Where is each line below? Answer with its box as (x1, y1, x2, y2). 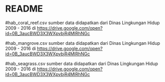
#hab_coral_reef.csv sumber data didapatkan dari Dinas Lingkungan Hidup (5, 20, 160, 26)
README (5, 3, 43, 15)
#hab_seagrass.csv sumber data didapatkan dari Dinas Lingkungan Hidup (5, 60, 158, 66)
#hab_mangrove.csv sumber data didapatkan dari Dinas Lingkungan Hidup (5, 40, 160, 46)
